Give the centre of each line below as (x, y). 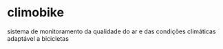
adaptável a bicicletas (38, 38)
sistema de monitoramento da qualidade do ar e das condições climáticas (111, 31)
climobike (35, 13)
